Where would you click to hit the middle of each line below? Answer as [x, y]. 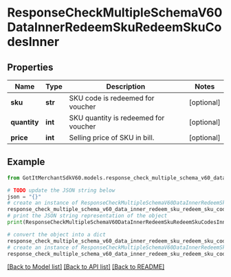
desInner [33, 42]
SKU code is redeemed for [112, 98]
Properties [30, 67]
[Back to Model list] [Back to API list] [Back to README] [86, 267]
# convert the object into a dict [57, 234]
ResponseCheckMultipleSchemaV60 [115, 13]
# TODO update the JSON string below [61, 190]
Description [126, 86]
